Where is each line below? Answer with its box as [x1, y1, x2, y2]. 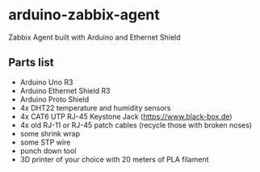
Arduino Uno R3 [19, 77, 74, 86]
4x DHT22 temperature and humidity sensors [19, 103, 171, 112]
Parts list [8, 56, 54, 69]
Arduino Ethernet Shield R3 [19, 86, 111, 95]
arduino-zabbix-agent [8, 6, 160, 24]
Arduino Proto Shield [19, 94, 90, 104]
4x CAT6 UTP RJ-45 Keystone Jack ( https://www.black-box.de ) [19, 111, 233, 121]
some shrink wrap [19, 128, 81, 138]
